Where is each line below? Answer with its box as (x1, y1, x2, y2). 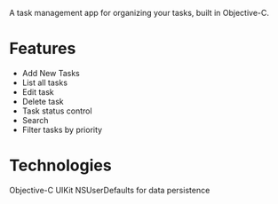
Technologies (9, 155, 113, 176)
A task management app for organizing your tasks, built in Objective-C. (9, 8, 269, 18)
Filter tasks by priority (21, 124, 103, 135)
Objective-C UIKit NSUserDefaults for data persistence (9, 184, 210, 195)
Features (9, 39, 76, 59)
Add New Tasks (21, 67, 80, 78)
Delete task (21, 96, 64, 106)
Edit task (21, 86, 55, 97)
